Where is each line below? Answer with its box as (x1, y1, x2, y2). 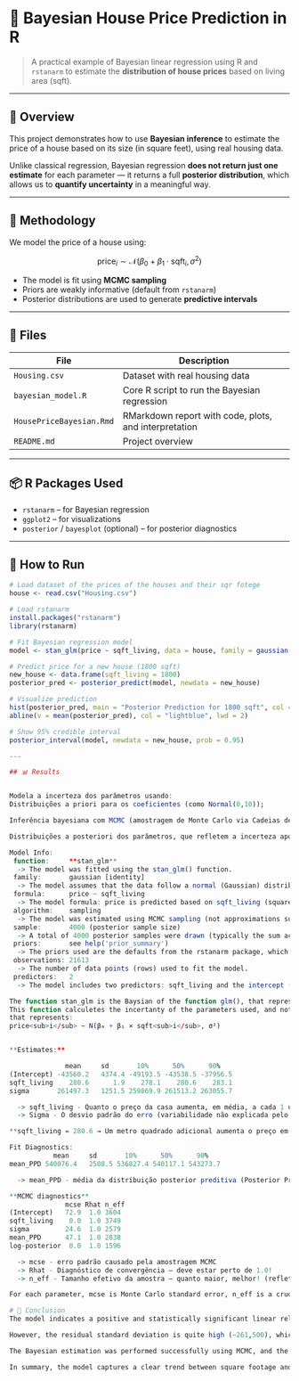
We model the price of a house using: (9, 236, 147, 248)
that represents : (9, 1013, 74, 1023)
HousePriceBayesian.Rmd (13, 416, 115, 426)
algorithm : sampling (12, 906, 101, 915)
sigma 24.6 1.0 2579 (9, 1225, 122, 1234)
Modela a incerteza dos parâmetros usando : (9, 792, 174, 801)
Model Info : (9, 848, 53, 857)
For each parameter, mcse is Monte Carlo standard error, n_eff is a (9, 1290, 273, 1299)
